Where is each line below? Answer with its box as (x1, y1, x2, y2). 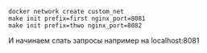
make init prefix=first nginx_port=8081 (8, 14, 147, 22)
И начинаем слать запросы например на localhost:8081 (8, 36, 200, 45)
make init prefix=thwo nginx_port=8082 (8, 22, 143, 30)
